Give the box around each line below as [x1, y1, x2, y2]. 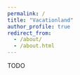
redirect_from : [7, 29, 52, 37]
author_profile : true [7, 23, 71, 30]
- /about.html [13, 42, 55, 49]
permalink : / [7, 10, 46, 17]
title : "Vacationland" [7, 17, 74, 24]
